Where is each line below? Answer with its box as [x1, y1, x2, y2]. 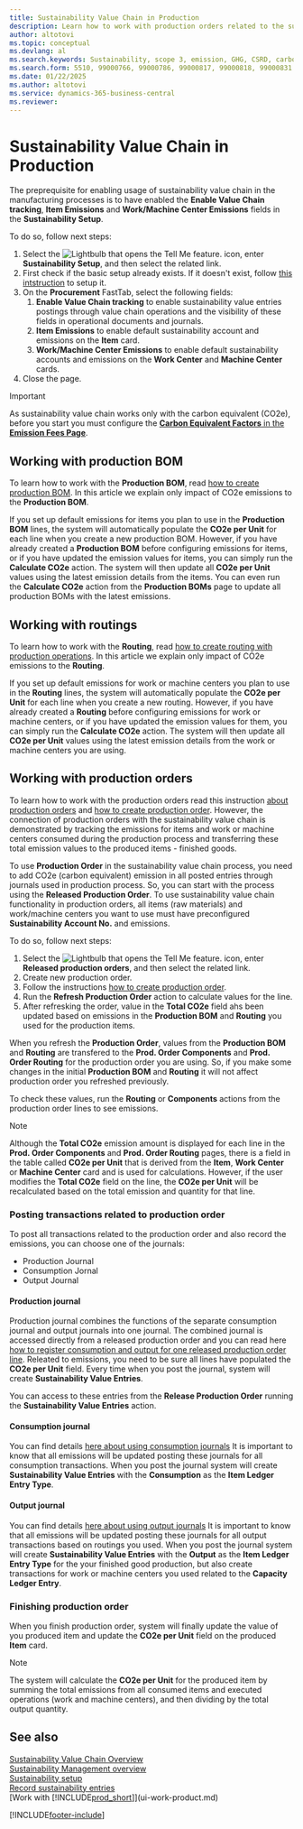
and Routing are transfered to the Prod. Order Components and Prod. [9, 1047, 271, 1058]
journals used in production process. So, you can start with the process [9, 879, 275, 890]
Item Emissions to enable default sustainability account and [35, 326, 260, 337]
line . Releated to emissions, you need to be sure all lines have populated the [9, 1354, 291, 1365]
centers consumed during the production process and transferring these [9, 833, 280, 844]
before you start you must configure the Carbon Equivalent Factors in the [9, 418, 285, 429]
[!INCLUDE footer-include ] [9, 1809, 106, 1820]
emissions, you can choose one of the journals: [9, 1238, 185, 1250]
